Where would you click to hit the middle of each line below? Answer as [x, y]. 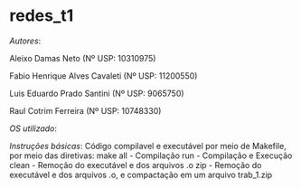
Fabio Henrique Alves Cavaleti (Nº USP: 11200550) [103, 76]
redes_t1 [42, 16]
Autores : [25, 41]
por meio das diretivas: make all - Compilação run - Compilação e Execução [151, 156]
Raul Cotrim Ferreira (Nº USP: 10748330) [85, 110]
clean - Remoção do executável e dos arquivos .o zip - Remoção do [136, 165]
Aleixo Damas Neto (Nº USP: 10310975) [83, 58]
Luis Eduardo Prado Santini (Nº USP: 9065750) [97, 93]
